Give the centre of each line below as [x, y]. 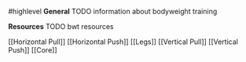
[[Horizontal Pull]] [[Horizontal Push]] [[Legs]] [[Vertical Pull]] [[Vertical [123, 42]
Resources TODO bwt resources [61, 26]
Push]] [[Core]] [33, 50]
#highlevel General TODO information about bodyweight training [113, 11]
